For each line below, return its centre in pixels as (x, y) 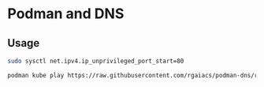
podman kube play (36, 75)
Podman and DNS (66, 14)
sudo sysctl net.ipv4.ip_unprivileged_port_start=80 (96, 61)
